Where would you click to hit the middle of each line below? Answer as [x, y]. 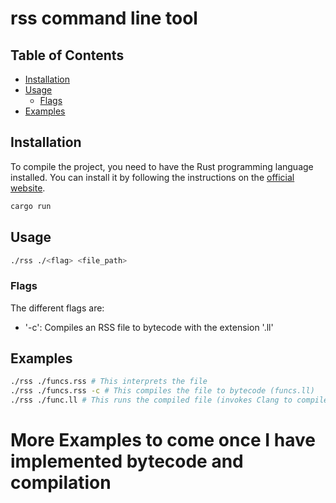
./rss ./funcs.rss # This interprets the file [109, 382]
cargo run [31, 206]
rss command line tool [104, 18]
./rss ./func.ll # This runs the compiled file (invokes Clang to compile [169, 400]
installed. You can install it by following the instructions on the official [152, 177]
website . [28, 188]
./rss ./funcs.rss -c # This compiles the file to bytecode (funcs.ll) [162, 391]
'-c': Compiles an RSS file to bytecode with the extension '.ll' [149, 327]
